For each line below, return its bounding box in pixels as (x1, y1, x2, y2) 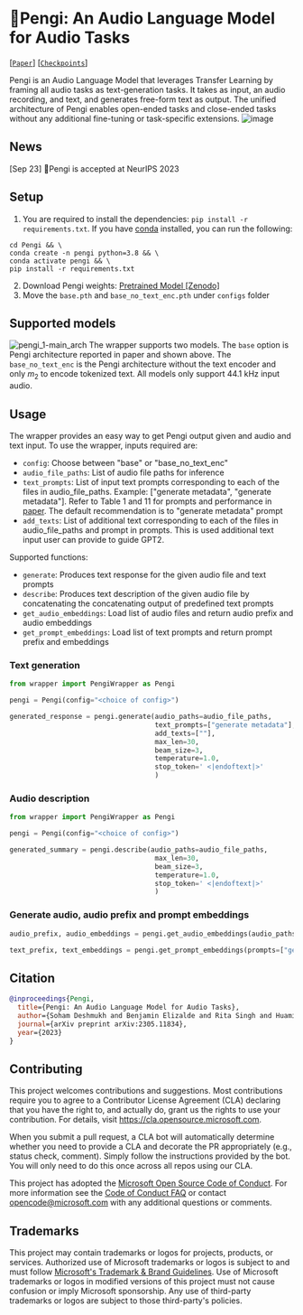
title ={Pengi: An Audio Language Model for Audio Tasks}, (17, 1003, 241, 1012)
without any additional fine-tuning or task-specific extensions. (9, 113, 241, 124)
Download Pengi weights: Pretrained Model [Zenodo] (22, 280, 220, 291)
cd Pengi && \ (9, 240, 63, 249)
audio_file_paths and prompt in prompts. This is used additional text (22, 524, 274, 536)
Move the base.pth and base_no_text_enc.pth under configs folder (22, 289, 271, 301)
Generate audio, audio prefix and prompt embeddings (9, 909, 250, 921)
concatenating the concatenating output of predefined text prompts (22, 598, 274, 609)
